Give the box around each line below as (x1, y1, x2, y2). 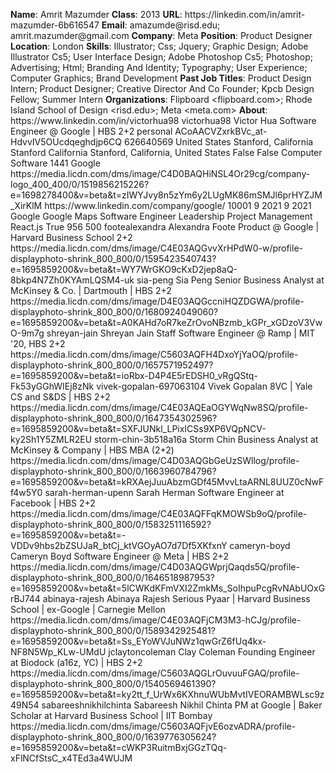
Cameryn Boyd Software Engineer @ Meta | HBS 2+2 (10, 550, 229, 562)
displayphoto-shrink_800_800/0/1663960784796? (10, 465, 217, 477)
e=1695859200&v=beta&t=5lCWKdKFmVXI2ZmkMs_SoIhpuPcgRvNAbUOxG (10, 582, 326, 594)
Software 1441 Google (10, 157, 101, 169)
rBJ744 (10, 593, 41, 604)
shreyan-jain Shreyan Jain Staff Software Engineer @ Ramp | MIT (46, 327, 316, 339)
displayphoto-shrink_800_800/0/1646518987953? (10, 572, 215, 583)
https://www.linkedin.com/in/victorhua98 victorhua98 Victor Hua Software (10, 115, 317, 126)
